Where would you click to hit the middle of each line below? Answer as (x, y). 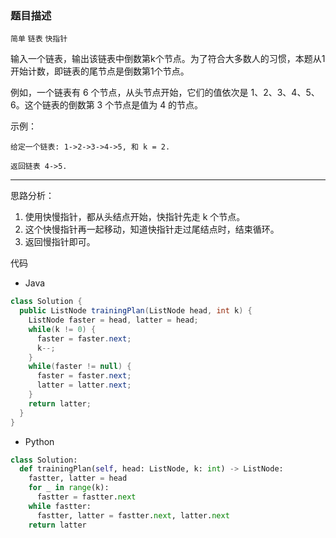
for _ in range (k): (69, 488)
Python (39, 441)
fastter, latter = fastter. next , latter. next (133, 515)
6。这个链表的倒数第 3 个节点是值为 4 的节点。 (107, 105)
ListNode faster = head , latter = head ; (113, 320)
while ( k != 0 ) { (62, 329)
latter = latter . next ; (84, 385)
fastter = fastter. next (86, 497)
